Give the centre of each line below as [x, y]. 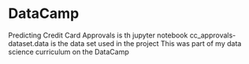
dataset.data [29, 43]
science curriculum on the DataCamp [69, 52]
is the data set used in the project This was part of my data [146, 43]
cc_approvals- [213, 35]
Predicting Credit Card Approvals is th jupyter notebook [98, 35]
